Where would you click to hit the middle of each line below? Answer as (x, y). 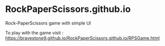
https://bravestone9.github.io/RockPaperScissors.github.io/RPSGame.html (82, 38)
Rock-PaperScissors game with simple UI (48, 23)
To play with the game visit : (34, 32)
